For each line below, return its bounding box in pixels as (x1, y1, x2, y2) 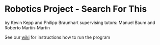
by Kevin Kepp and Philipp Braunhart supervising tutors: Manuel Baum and (4, 20, 156, 25)
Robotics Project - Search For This (4, 3, 147, 15)
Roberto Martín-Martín (4, 24, 50, 30)
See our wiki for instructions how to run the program (4, 34, 110, 40)
